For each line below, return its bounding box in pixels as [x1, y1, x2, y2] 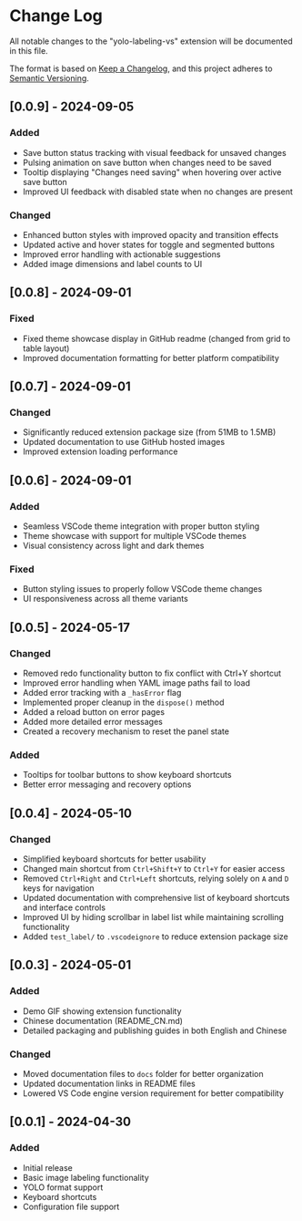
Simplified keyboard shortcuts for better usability [22, 854, 206, 864]
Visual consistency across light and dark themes [22, 540, 205, 551]
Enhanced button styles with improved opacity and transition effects [22, 229, 279, 240]
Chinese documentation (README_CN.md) [22, 1015, 184, 1026]
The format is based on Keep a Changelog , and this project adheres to [9, 63, 273, 74]
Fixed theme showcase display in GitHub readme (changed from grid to [22, 333, 291, 344]
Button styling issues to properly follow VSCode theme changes [22, 584, 263, 595]
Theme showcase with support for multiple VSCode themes [22, 530, 247, 541]
